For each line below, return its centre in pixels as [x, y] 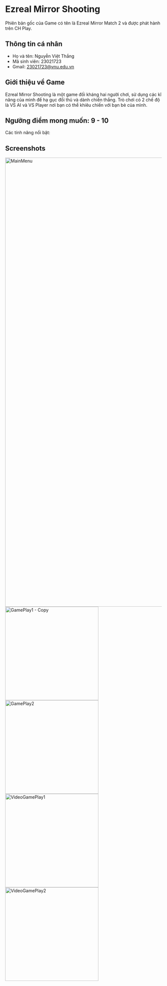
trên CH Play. [19, 28]
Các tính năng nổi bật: [28, 133]
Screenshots [25, 148]
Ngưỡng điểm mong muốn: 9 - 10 [57, 121]
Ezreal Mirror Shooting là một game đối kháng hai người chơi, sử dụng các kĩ [83, 94]
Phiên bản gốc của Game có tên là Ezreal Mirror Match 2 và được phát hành [83, 23]
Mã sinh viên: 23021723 [37, 61]
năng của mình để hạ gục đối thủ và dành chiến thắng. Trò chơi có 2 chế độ [83, 100]
